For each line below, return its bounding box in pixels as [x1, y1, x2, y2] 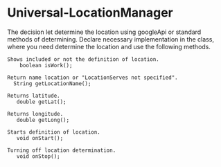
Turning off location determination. [7, 147, 116, 154]
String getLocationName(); [13, 80, 91, 87]
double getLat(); [16, 98, 67, 105]
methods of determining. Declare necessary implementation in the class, [7, 35, 215, 43]
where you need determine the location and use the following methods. [7, 42, 211, 51]
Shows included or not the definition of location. [7, 55, 159, 63]
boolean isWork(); [19, 62, 73, 69]
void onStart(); [16, 134, 64, 141]
